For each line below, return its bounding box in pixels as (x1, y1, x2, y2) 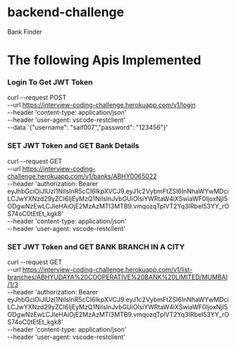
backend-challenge (7, 4, 125, 20)
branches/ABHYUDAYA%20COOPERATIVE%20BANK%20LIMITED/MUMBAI (7, 273, 228, 282)
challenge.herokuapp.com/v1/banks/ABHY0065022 (7, 172, 157, 180)
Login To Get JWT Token (7, 77, 93, 87)
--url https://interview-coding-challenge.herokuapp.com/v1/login (7, 101, 196, 109)
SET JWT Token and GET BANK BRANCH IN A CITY (7, 242, 185, 251)
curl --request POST (7, 93, 67, 102)
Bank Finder (7, 27, 42, 36)
